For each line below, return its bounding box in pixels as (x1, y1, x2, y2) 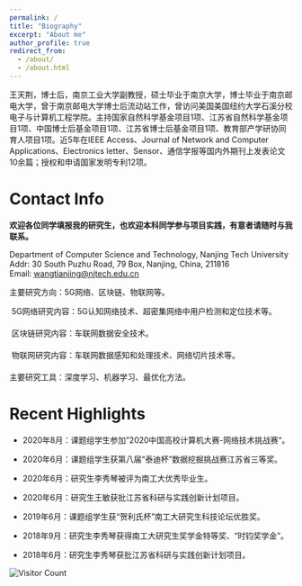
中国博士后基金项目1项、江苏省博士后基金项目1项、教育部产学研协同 (35, 122, 288, 133)
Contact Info (9, 189, 105, 210)
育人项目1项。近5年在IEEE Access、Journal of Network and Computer (9, 134, 270, 145)
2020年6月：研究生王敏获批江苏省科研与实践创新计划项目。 (22, 491, 244, 502)
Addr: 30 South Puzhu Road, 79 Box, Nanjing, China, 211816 (9, 258, 230, 269)
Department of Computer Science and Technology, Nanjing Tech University (9, 248, 289, 259)
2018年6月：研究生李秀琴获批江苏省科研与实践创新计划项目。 (22, 549, 251, 560)
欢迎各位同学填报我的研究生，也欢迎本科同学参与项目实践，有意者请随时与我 (9, 220, 293, 230)
